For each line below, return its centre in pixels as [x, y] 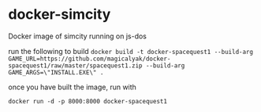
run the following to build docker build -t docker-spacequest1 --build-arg [131, 51]
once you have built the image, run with [72, 87]
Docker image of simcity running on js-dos [78, 36]
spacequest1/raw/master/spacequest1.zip [76, 65]
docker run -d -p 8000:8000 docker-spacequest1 [88, 101]
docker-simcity [60, 14]
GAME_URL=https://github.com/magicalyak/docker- [89, 59]
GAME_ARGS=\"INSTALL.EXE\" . [56, 72]
